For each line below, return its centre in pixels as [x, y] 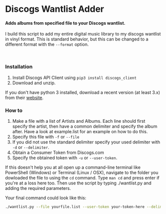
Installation [19, 67]
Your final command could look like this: [46, 198]
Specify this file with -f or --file [46, 137]
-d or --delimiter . [31, 147]
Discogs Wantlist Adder [55, 9]
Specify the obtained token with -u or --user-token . [65, 158]
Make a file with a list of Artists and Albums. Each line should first [79, 121]
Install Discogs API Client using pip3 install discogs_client [74, 77]
